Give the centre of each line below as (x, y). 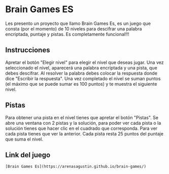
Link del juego (28, 155)
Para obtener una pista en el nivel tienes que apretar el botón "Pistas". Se (82, 117)
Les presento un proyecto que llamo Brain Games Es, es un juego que (78, 23)
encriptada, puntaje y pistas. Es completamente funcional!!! (67, 34)
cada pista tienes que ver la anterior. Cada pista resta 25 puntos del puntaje (84, 133)
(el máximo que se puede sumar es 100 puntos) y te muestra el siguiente (81, 84)
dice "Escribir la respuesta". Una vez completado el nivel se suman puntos (83, 78)
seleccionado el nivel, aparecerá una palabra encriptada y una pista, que (81, 67)
